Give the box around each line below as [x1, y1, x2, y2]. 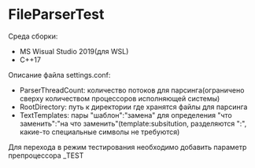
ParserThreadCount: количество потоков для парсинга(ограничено [19, 85, 245, 95]
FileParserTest [8, 5, 105, 24]
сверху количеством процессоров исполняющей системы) [19, 93, 220, 103]
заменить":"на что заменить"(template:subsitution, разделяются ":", [19, 119, 247, 128]
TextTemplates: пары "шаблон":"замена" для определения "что [19, 110, 232, 119]
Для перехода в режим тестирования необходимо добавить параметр [8, 142, 247, 152]
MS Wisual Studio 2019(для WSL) [19, 46, 129, 56]
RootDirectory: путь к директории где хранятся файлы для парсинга [19, 102, 248, 111]
